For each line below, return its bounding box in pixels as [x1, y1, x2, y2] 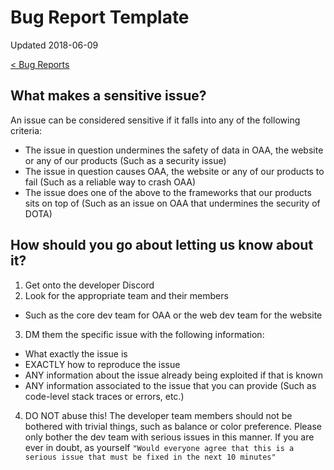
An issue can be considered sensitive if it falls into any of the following [10, 114, 301, 126]
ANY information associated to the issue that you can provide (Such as [24, 379, 317, 391]
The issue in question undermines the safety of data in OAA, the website [24, 144, 324, 156]
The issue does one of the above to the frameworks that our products [24, 186, 312, 198]
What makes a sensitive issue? [10, 87, 207, 105]
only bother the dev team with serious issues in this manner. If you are [24, 431, 315, 443]
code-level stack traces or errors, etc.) [24, 390, 185, 402]
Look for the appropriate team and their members [24, 289, 229, 301]
